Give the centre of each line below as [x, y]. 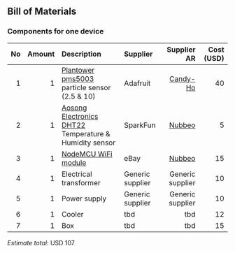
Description [81, 54]
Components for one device [56, 31]
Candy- [182, 78]
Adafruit [137, 83]
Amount [41, 54]
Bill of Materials [42, 12]
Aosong [74, 108]
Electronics [80, 116]
